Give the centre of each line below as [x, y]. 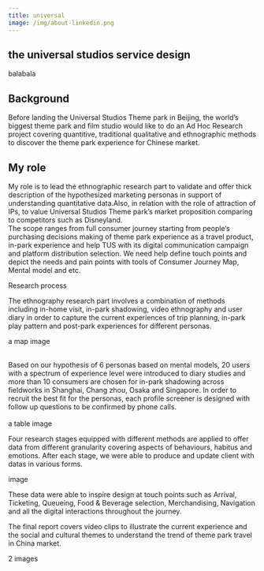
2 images [23, 558]
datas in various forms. [45, 464]
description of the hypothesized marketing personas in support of [115, 195]
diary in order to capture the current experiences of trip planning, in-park [127, 317]
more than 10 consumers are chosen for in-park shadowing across [116, 381]
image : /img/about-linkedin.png [61, 23]
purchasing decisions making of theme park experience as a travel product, [131, 237]
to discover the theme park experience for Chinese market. [104, 143]
